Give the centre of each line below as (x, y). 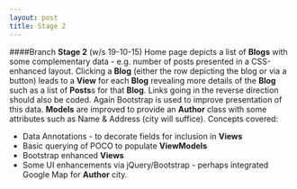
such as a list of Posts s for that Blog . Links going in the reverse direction (144, 90)
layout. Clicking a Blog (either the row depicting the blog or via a (167, 71)
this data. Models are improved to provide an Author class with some (138, 109)
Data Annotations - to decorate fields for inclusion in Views (132, 136)
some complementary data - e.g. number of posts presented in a (130, 61)
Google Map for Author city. (75, 174)
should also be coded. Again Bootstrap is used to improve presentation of (146, 99)
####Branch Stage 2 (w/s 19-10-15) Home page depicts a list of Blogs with (148, 51)
